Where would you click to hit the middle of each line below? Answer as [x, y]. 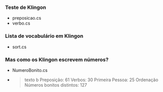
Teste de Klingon [26, 7]
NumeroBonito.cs [30, 70]
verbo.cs [21, 23]
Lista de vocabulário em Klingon [44, 36]
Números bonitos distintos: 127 [56, 85]
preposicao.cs [27, 18]
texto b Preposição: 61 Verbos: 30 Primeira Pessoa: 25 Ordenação [91, 80]
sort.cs [19, 47]
